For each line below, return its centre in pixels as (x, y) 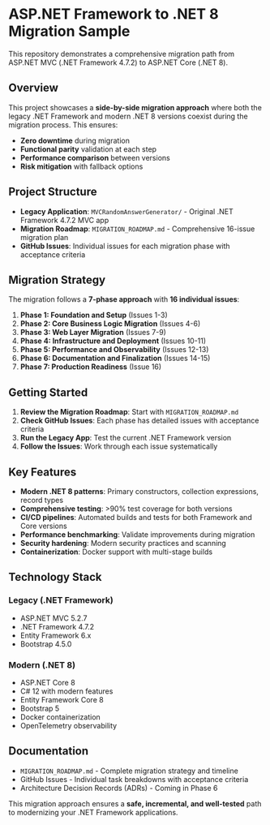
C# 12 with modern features (66, 691)
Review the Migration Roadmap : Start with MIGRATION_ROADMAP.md (129, 412)
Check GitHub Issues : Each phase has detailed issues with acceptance (139, 421)
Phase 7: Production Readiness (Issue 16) (91, 367)
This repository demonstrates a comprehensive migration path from (122, 54)
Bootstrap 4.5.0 (46, 644)
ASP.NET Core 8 (47, 682)
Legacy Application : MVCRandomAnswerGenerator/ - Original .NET (126, 211)
